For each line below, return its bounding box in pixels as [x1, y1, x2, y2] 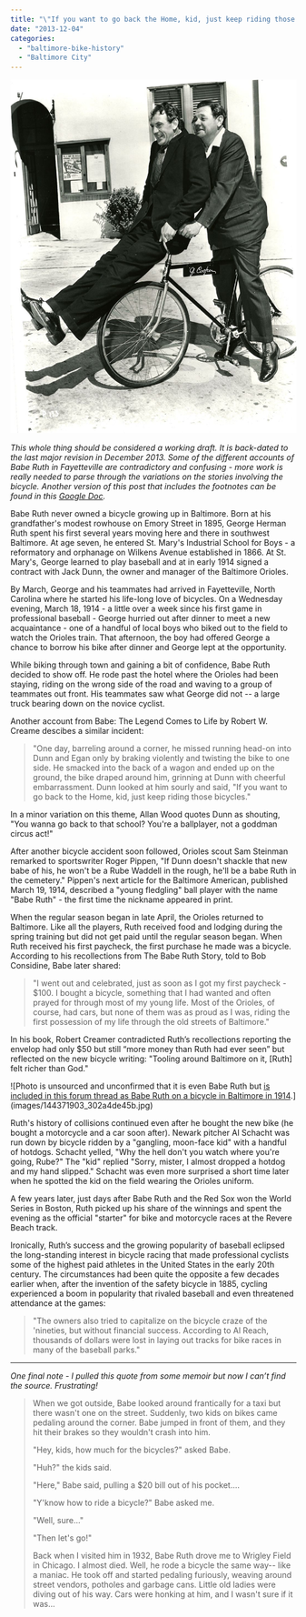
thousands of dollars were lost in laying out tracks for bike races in [32, 1334, 282, 1345]
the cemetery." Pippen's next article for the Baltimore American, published [10, 874, 289, 886]
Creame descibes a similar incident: [10, 725, 144, 736]
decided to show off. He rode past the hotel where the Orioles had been [10, 668, 279, 679]
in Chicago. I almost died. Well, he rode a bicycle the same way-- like [32, 1560, 291, 1571]
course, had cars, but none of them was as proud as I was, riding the [32, 1006, 291, 1018]
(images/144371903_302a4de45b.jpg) [10, 1100, 153, 1110]
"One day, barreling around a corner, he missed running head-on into [32, 742, 291, 754]
